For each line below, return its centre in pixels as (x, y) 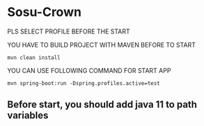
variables (28, 116)
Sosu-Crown (45, 12)
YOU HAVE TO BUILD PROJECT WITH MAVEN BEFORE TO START (102, 45)
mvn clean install (34, 57)
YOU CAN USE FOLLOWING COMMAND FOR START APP (89, 70)
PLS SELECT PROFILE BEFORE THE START (69, 31)
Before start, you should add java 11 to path (102, 105)
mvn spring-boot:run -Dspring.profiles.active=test (84, 83)
